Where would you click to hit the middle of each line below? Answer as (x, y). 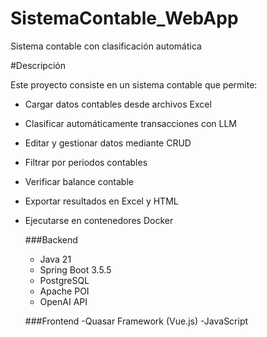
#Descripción (38, 65)
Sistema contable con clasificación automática (106, 46)
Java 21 (55, 259)
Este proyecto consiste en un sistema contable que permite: (134, 84)
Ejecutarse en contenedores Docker (99, 220)
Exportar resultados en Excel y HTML (101, 201)
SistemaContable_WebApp (124, 18)
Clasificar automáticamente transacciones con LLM (130, 123)
